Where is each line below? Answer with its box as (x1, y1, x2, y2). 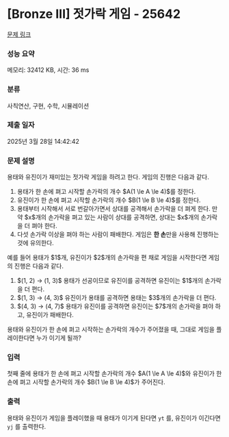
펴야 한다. (31, 222, 57, 230)
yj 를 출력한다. (7, 422, 46, 430)
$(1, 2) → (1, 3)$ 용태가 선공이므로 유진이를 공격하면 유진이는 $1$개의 (16, 277, 204, 285)
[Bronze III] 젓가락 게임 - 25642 (7, 6, 181, 22)
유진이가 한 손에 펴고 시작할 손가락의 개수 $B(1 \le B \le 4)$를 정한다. (16, 196, 201, 204)
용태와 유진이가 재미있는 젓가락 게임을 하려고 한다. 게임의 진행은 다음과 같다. (7, 173, 210, 182)
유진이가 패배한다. (26, 311, 74, 319)
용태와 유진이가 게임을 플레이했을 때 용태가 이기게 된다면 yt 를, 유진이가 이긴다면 (7, 414, 221, 422)
